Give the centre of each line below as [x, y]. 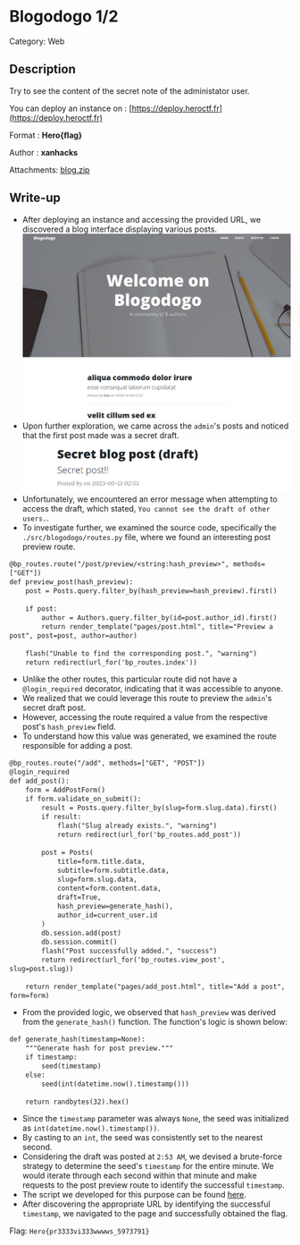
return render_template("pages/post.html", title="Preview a [158, 627]
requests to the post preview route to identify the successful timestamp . [154, 1185]
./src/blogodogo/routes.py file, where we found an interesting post [146, 537]
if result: [62, 817]
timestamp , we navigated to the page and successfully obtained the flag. [155, 1213]
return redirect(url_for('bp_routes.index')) [112, 662]
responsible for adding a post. [77, 745]
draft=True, [79, 897]
